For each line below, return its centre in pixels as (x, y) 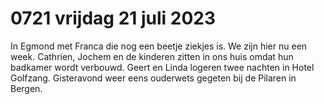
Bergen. (26, 88)
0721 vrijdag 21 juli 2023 (113, 18)
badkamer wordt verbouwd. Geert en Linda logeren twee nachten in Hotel (162, 67)
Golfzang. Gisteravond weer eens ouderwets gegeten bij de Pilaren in (153, 78)
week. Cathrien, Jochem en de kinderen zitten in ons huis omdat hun (152, 56)
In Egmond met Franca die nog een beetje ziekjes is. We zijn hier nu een (159, 46)
